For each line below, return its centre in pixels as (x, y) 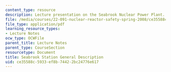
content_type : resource (31, 10)
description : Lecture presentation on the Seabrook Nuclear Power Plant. (85, 15)
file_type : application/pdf (35, 24)
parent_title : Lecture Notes (36, 43)
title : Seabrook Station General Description (54, 57)
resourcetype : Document (31, 52)
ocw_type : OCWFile (25, 39)
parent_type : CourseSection (35, 48)
